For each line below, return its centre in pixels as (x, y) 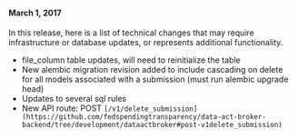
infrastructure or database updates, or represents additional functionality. (146, 43)
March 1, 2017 (35, 13)
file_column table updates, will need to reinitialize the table (131, 60)
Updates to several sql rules (74, 99)
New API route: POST (61, 108)
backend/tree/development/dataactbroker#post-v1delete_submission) (152, 125)
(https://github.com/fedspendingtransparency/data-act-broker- (144, 117)
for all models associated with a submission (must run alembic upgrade (155, 79)
